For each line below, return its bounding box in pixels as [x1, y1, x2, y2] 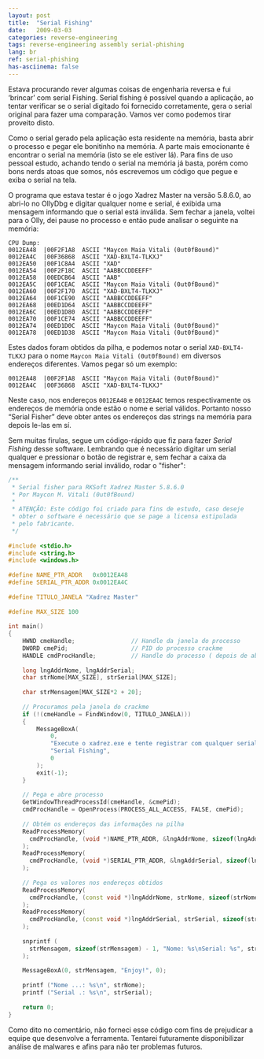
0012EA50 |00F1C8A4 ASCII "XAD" [8, 259, 122, 268]
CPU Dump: [8, 239, 41, 247]
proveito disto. [8, 117, 55, 127]
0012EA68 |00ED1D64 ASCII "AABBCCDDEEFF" [8, 301, 153, 309]
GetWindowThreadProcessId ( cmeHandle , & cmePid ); [22, 798, 181, 806]
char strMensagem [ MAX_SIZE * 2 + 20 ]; [22, 689, 143, 697]
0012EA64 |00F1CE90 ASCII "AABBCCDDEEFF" [8, 294, 153, 302]
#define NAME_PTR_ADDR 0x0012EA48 [8, 571, 128, 579]
